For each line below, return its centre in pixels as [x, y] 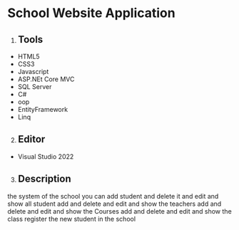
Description [44, 179]
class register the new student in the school [72, 219]
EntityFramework [43, 109]
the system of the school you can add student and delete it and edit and [113, 196]
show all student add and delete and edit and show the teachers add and [115, 204]
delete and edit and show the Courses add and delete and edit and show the [119, 211]
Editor [31, 139]
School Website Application [92, 13]
